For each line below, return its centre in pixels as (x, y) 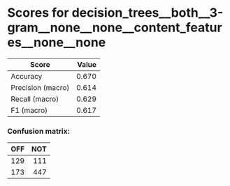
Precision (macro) (40, 87)
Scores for (38, 13)
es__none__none (57, 42)
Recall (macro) (35, 99)
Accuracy (27, 76)
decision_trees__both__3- (148, 13)
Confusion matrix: (39, 131)
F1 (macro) (29, 110)
